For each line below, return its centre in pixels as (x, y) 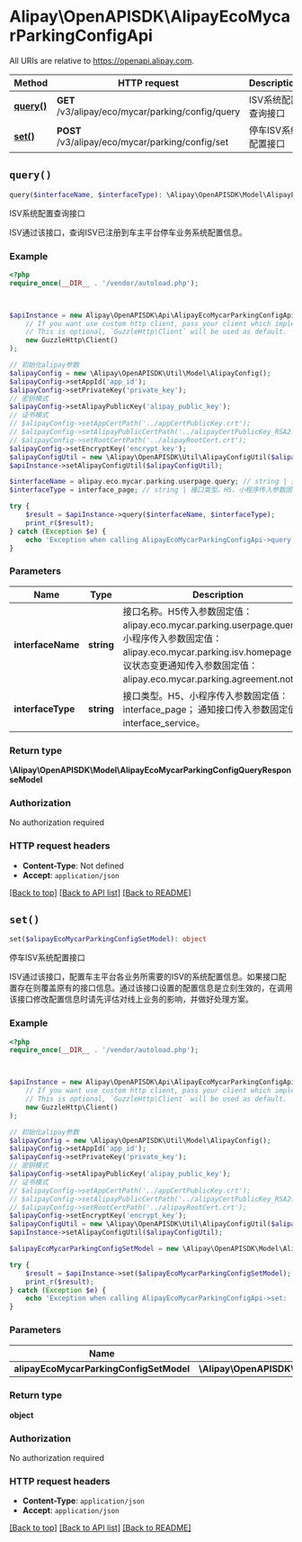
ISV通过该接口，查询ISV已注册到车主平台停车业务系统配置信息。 (128, 232)
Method (31, 83)
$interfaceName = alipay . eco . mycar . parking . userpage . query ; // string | (148, 482)
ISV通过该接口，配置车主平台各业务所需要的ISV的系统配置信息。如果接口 (144, 977)
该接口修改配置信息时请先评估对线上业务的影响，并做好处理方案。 (131, 999)
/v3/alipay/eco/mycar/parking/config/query (149, 112)
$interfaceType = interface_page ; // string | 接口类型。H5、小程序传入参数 (147, 490)
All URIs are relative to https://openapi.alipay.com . (102, 60)
